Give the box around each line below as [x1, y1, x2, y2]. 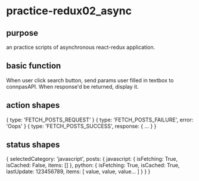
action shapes [6, 100, 60, 111]
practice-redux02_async [6, 4, 132, 18]
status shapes [6, 140, 60, 150]
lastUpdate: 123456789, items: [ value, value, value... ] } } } [6, 168, 151, 175]
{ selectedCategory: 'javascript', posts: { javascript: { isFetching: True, [6, 155, 178, 163]
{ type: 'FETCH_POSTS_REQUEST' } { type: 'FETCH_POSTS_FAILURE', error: [6, 116, 194, 123]
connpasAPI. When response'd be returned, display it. [6, 83, 139, 90]
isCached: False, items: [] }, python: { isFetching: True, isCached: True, [6, 162, 180, 169]
